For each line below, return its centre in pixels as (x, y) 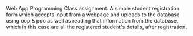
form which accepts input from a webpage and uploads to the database (93, 15)
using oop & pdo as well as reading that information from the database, (92, 21)
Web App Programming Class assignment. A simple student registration (93, 8)
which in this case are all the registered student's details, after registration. (96, 27)
